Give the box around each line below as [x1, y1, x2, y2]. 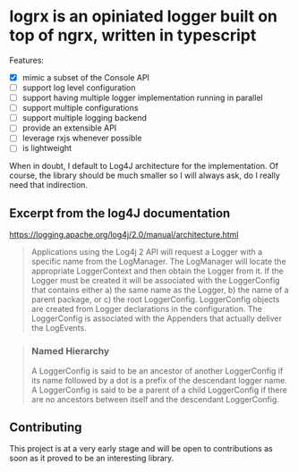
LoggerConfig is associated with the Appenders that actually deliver [30, 313, 283, 324]
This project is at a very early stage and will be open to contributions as [9, 443, 273, 454]
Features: [9, 55, 45, 65]
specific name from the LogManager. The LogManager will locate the [30, 257, 286, 267]
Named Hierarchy [30, 345, 110, 358]
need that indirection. [9, 180, 88, 190]
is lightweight [21, 143, 72, 154]
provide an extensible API [21, 122, 117, 133]
